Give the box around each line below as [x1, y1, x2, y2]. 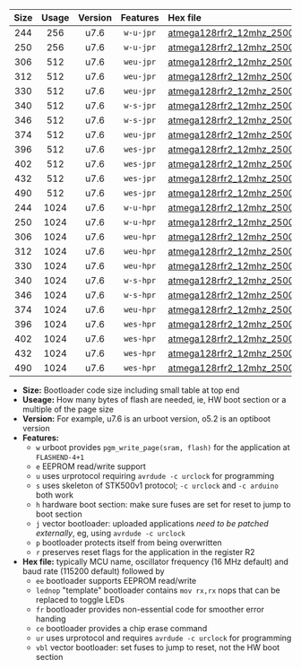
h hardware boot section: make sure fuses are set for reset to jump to [35, 500, 291, 509]
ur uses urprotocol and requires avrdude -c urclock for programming [35, 632, 292, 643]
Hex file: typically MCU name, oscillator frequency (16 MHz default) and [21, 556, 289, 567]
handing [35, 613, 66, 624]
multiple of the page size [21, 404, 115, 414]
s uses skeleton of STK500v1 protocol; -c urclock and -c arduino [35, 480, 279, 491]
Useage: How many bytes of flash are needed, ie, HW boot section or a [21, 395, 287, 404]
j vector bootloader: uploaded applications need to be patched [35, 518, 269, 528]
